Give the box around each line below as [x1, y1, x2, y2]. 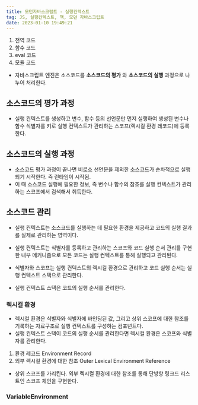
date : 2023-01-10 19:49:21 [6, 20, 73, 26]
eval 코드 [14, 52, 37, 59]
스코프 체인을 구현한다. [25, 378, 79, 385]
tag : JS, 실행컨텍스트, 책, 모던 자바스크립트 [6, 14, 105, 20]
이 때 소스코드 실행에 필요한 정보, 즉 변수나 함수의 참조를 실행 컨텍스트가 [14, 181, 181, 188]
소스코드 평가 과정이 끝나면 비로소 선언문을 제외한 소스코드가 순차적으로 [14, 166, 180, 173]
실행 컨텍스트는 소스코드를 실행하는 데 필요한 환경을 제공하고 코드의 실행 [14, 224, 181, 231]
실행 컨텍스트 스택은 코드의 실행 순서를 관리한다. [14, 284, 126, 291]
